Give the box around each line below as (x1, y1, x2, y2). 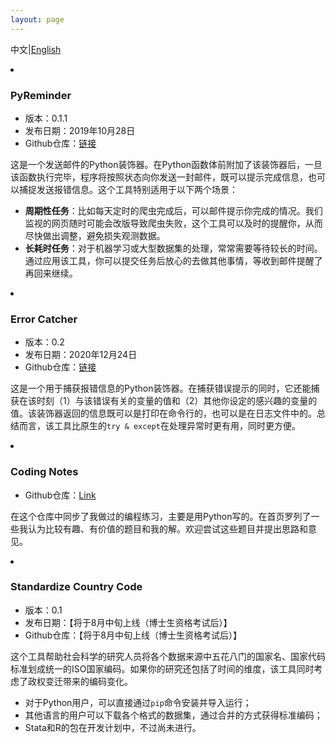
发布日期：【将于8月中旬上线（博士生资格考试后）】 (24, 616, 233, 628)
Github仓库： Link (24, 489, 97, 501)
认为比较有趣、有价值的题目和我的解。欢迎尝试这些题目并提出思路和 (27, 522, 308, 535)
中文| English (10, 43, 62, 55)
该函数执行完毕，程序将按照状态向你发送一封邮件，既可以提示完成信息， (10, 171, 308, 183)
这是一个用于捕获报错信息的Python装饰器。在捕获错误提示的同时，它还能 (10, 382, 312, 395)
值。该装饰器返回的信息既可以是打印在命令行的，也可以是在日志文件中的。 (10, 407, 317, 420)
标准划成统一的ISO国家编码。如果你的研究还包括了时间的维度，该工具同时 (10, 662, 315, 675)
